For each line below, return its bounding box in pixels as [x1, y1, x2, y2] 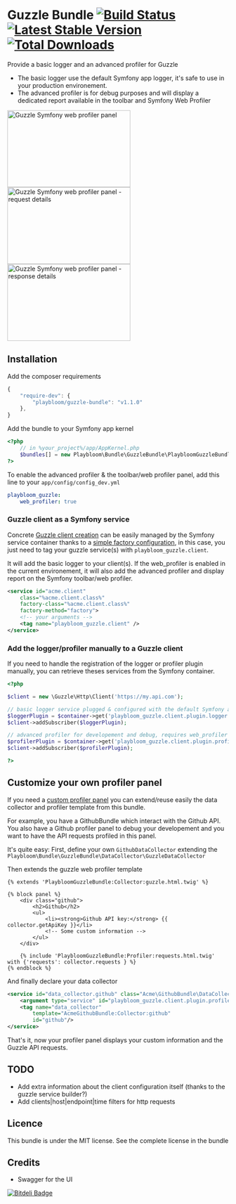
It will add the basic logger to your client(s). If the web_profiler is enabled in [7, 559, 226, 567]
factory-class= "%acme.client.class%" [20, 601, 131, 608]
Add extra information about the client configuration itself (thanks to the [17, 1082, 225, 1091]
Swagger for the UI [17, 1175, 73, 1184]
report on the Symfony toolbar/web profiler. [7, 574, 133, 583]
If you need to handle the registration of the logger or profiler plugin [7, 659, 204, 668]
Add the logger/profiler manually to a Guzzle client [7, 643, 183, 653]
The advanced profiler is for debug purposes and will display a [17, 89, 199, 97]
